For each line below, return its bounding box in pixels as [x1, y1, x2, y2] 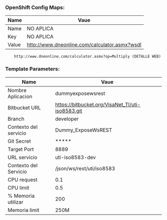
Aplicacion [7, 93, 32, 100]
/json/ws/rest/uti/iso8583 [55, 165, 115, 172]
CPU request [7, 176, 38, 183]
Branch [7, 115, 25, 122]
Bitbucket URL [7, 104, 41, 111]
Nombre [7, 86, 27, 93]
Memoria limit [7, 207, 40, 214]
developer [55, 115, 79, 122]
